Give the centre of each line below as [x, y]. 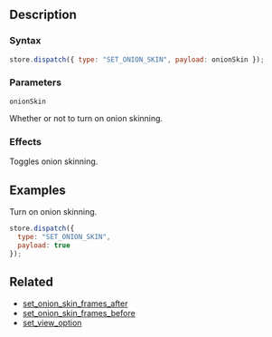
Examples [38, 190]
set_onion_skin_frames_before [79, 313]
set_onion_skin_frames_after [75, 303]
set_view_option [52, 323]
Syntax [25, 41]
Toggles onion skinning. [54, 161]
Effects [26, 141]
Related [32, 281]
